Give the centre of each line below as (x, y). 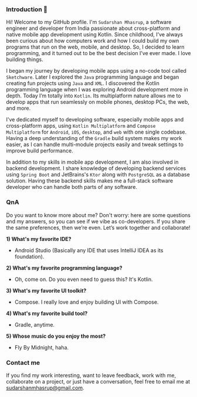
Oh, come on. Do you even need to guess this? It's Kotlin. (84, 279)
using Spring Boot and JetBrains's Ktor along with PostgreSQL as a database (98, 175)
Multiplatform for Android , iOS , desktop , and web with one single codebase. (96, 132)
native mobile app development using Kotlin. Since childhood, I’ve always (95, 35)
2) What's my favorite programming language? (64, 268)
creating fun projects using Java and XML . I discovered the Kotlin (83, 83)
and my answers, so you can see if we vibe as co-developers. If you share (96, 221)
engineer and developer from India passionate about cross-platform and (93, 28)
